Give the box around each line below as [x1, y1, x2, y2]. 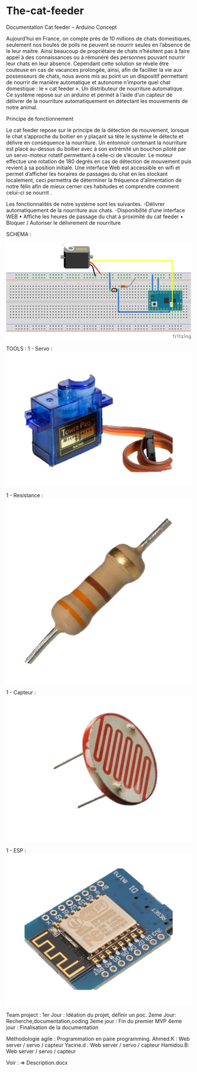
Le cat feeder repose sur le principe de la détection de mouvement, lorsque [6, 126, 189, 134]
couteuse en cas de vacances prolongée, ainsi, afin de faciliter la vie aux [6, 66, 182, 73]
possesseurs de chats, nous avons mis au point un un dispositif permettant [6, 72, 188, 79]
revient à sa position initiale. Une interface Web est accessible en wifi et [6, 164, 181, 171]
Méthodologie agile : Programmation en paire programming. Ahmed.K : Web [6, 1036, 190, 1043]
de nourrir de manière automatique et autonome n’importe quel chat [6, 78, 171, 86]
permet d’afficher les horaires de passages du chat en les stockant [6, 170, 168, 177]
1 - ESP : [6, 847, 26, 854]
